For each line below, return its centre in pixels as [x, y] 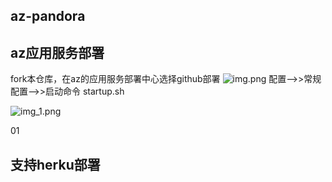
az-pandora [48, 16]
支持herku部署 [55, 164]
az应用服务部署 [57, 52]
